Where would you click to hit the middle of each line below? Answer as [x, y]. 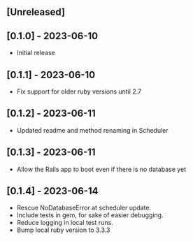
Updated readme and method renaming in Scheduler [92, 130]
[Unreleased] [36, 12]
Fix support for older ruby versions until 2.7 [79, 92]
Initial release [36, 53]
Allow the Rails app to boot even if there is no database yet [101, 169]
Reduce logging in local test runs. [65, 223]
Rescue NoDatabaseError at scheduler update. [84, 208]
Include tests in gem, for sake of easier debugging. [90, 215]
